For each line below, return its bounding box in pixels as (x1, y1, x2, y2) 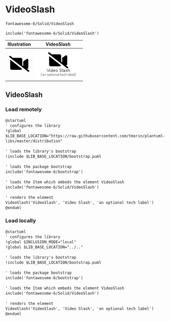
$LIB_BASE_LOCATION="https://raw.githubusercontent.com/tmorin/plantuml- (5, 133, 166, 138)
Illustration (7, 41, 32, 47)
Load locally (5, 217, 36, 224)
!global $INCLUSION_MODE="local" (5, 239, 77, 245)
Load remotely (5, 106, 42, 113)
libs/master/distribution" (5, 138, 63, 144)
